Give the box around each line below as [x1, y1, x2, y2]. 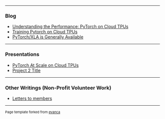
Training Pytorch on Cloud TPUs [12, 29, 78, 35]
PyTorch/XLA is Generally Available [12, 34, 83, 40]
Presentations [5, 51, 40, 58]
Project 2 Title [12, 67, 41, 73]
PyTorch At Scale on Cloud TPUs [12, 62, 79, 68]
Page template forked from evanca [5, 109, 60, 115]
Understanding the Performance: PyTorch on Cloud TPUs [12, 24, 129, 30]
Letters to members [12, 95, 53, 101]
